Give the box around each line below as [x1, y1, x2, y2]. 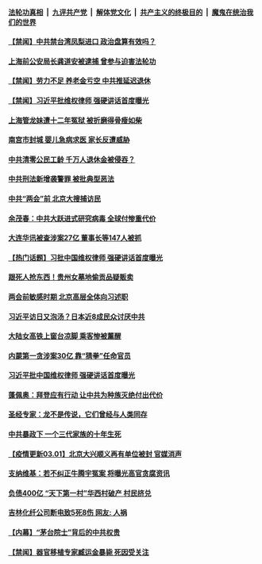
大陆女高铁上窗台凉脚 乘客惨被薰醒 [8, 332, 121, 341]
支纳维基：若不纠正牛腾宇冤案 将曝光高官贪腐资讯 [8, 469, 171, 478]
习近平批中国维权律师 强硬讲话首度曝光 [8, 370, 136, 380]
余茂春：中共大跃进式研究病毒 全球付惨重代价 [8, 213, 156, 223]
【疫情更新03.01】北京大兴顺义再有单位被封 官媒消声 [8, 449, 183, 458]
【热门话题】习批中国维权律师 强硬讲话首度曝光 [8, 252, 164, 262]
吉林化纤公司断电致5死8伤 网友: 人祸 [8, 508, 128, 517]
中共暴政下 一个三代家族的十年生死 [8, 429, 121, 439]
